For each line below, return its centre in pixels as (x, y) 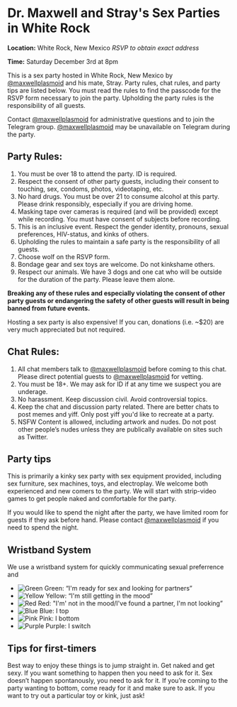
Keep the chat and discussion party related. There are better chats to (118, 407)
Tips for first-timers (52, 648)
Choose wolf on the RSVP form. (64, 256)
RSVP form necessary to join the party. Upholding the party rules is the (111, 98)
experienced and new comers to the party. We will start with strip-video (112, 491)
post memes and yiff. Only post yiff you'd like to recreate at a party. (116, 414)
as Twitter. (33, 437)
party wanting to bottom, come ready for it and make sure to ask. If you (111, 688)
